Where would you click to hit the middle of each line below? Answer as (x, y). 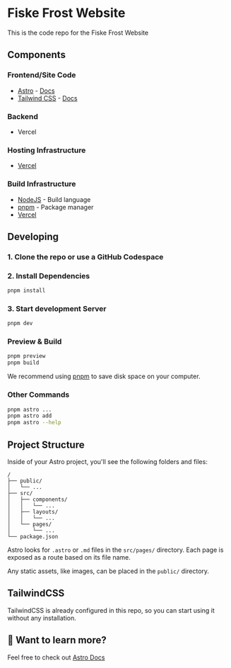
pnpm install (26, 291)
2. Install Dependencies (49, 276)
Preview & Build (35, 341)
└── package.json (33, 536)
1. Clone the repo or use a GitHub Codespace (85, 256)
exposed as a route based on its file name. (69, 557)
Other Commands (38, 395)
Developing (33, 236)
